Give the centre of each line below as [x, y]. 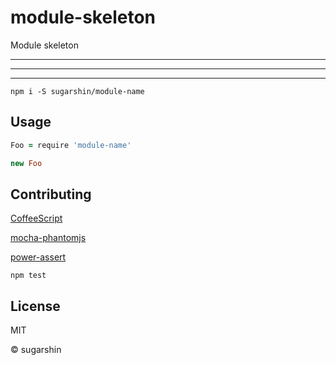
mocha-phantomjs [48, 238]
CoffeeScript [36, 218]
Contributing [51, 194]
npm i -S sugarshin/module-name [77, 91]
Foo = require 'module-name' [71, 145]
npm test [28, 276]
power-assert [38, 257]
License [35, 306]
